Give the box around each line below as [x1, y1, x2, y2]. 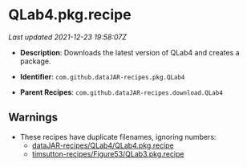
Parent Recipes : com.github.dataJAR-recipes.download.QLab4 [19, 87, 223, 97]
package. [19, 56, 51, 66]
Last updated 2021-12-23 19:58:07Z [8, 32, 127, 42]
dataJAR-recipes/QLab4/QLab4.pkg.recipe [31, 141, 174, 150]
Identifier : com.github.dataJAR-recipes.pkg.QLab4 [19, 71, 185, 81]
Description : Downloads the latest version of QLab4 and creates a [19, 47, 240, 57]
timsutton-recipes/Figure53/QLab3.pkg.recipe [31, 149, 184, 158]
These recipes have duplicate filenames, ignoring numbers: [19, 132, 217, 141]
